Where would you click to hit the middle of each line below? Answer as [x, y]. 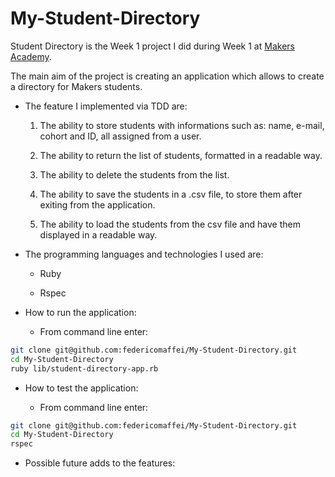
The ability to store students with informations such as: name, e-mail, [182, 125]
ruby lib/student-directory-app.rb [84, 368]
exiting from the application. [97, 204]
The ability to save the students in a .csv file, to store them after [171, 194]
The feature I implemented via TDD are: [106, 106]
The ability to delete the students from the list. [134, 174]
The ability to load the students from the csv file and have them [170, 224]
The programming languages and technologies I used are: [144, 254]
